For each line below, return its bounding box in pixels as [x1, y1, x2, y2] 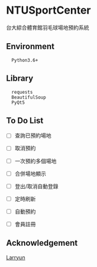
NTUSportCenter [6, 4, 91, 17]
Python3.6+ [11, 57, 38, 63]
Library [6, 74, 34, 84]
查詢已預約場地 [14, 132, 51, 139]
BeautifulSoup [11, 94, 46, 100]
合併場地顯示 [14, 170, 46, 177]
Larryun [6, 253, 25, 261]
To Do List [6, 115, 44, 125]
